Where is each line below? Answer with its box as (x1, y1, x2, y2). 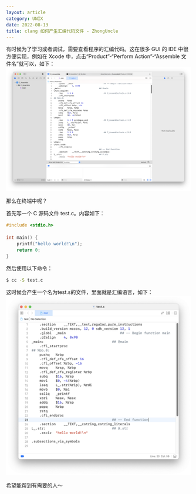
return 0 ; (16, 247, 41, 253)
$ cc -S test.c (6, 277, 43, 283)
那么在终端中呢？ (6, 197, 48, 205)
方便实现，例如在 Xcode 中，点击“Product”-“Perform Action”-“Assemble (6, 53, 180, 60)
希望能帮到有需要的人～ (6, 482, 63, 489)
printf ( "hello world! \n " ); (16, 241, 83, 247)
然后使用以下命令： (6, 265, 53, 272)
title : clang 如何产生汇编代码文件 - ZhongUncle (6, 28, 119, 34)
